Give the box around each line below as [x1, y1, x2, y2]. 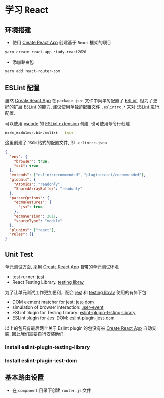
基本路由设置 [5, 373, 44, 382]
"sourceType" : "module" [14, 218, 63, 223]
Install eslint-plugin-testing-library [5, 343, 90, 350]
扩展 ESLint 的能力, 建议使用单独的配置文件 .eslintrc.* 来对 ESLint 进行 [13, 104, 160, 110]
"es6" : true [14, 164, 38, 168]
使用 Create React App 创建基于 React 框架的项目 [12, 40, 111, 45]
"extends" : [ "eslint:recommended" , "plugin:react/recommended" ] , [9, 172, 146, 177]
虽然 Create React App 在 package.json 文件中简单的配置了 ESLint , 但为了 [5, 98, 153, 103]
